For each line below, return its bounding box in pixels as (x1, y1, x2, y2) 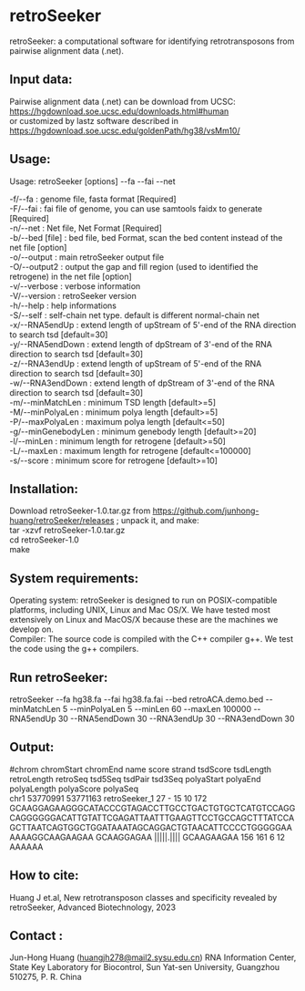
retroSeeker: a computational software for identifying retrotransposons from (9, 36, 295, 46)
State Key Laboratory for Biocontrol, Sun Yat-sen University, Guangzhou (9, 962, 280, 973)
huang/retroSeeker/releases (9, 515, 115, 526)
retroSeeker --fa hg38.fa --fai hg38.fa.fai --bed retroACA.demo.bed (9, 694, 264, 705)
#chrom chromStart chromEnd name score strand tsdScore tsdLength (9, 763, 271, 775)
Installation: (9, 480, 79, 497)
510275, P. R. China (9, 972, 82, 983)
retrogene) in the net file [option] (9, 271, 132, 282)
